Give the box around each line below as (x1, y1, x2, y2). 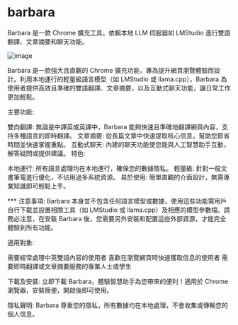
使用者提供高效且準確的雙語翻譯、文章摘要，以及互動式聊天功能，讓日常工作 (7, 83, 231, 92)
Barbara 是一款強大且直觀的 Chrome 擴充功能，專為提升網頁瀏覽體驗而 (7, 66, 215, 74)
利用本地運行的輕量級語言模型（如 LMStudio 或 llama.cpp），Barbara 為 (19, 75, 227, 83)
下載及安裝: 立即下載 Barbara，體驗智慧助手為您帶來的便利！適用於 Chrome (7, 277, 229, 285)
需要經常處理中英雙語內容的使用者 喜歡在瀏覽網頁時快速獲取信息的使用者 (7, 253, 220, 261)
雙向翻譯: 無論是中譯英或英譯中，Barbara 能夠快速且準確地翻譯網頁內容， (7, 122, 222, 131)
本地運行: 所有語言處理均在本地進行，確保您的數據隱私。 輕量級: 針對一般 (7, 164, 221, 172)
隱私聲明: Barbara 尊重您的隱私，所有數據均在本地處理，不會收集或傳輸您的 (7, 301, 229, 309)
